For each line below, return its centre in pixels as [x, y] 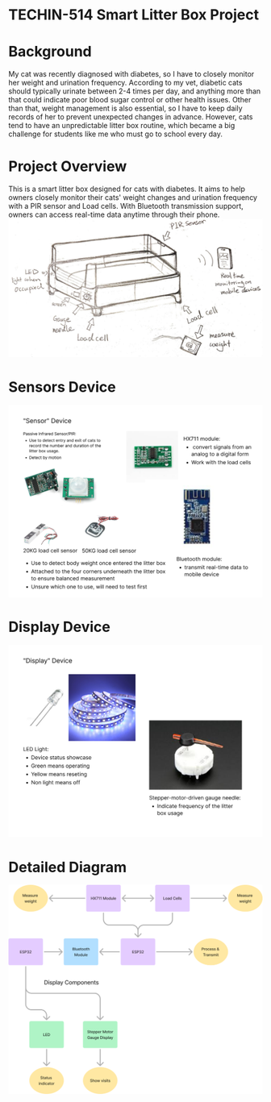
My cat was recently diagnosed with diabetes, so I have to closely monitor [131, 74]
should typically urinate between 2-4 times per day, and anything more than [135, 91]
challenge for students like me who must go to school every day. [116, 134]
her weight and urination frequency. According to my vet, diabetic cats [125, 83]
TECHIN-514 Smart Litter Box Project [134, 15]
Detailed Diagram [68, 867]
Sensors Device [62, 387]
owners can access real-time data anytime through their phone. [114, 214]
